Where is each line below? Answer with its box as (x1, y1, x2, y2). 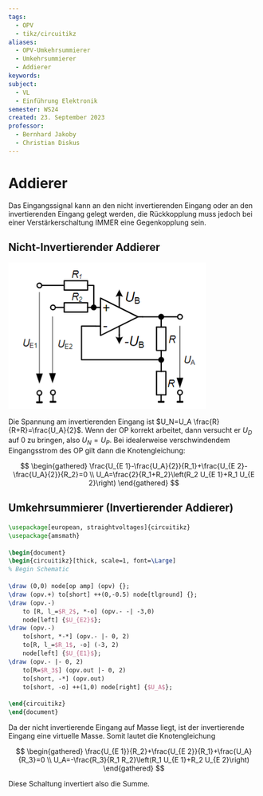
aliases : (8, 38, 37, 46)
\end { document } (8, 708, 59, 716)
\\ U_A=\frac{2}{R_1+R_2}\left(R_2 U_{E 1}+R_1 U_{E (88, 470, 255, 480)
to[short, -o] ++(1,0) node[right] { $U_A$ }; (22, 683, 173, 691)
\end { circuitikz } (8, 700, 66, 708)
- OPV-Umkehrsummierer (15, 46, 91, 55)
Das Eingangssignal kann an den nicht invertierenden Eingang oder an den (8, 200, 253, 210)
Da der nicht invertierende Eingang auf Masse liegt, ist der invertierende (8, 723, 245, 732)
